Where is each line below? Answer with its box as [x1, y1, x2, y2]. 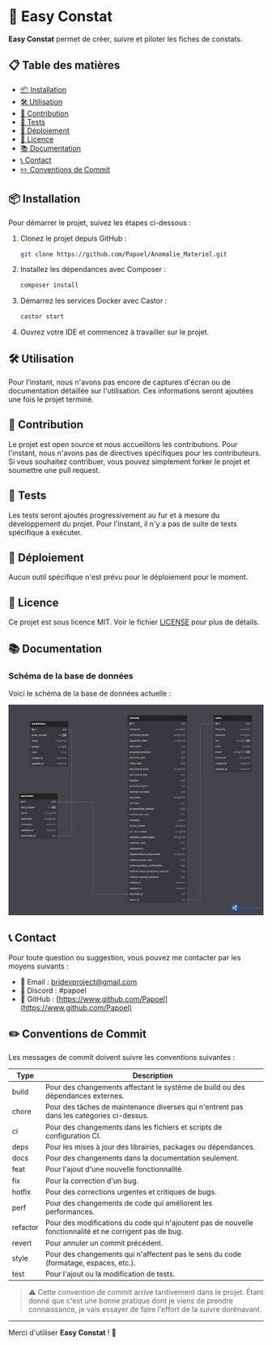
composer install [19, 281, 79, 290]
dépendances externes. [45, 1091, 125, 1100]
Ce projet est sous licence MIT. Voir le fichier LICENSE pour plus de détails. [8, 617, 260, 627]
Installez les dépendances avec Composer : [19, 265, 166, 275]
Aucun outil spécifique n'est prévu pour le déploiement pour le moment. [8, 572, 249, 582]
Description [132, 1070, 173, 1080]
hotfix [11, 1186, 32, 1197]
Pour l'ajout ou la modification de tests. [45, 1269, 176, 1279]
